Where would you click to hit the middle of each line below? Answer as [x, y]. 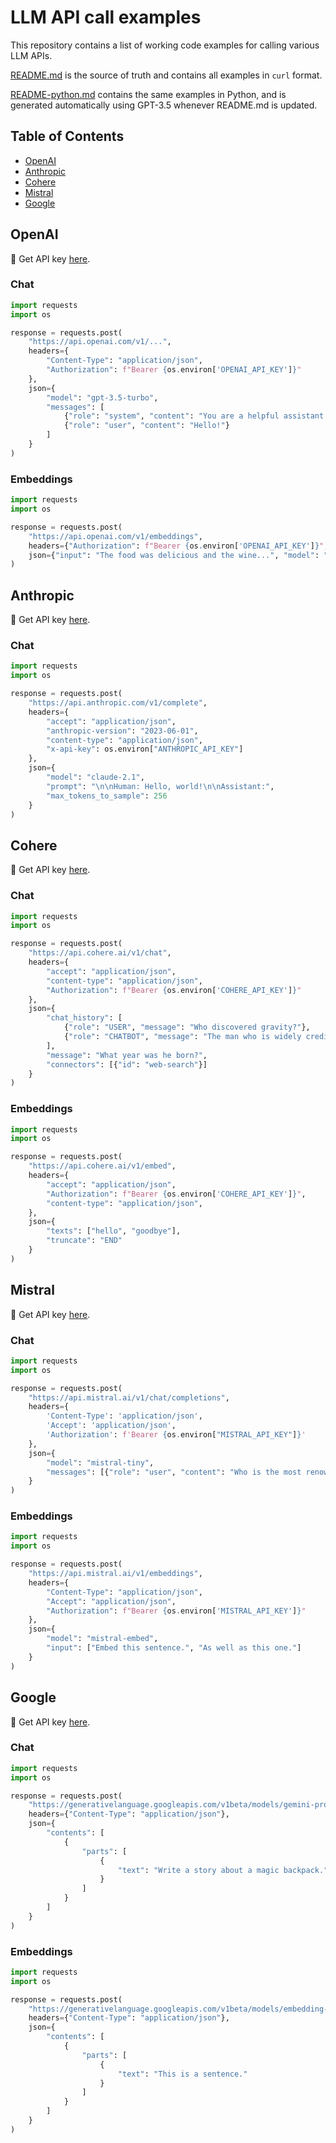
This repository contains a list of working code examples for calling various [165, 45]
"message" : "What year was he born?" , [127, 1055]
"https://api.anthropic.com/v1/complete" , [118, 703]
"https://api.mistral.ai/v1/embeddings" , [115, 1574]
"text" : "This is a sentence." [182, 2074]
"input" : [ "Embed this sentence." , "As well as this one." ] [174, 1648]
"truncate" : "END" [84, 1241]
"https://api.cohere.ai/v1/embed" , [102, 1166]
